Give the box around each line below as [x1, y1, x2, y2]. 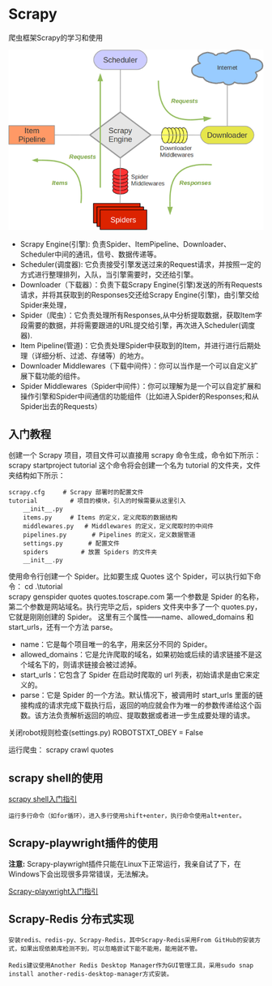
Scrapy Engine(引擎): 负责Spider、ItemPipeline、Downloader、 [19, 239, 232, 248]
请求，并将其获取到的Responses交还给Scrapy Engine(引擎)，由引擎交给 [19, 290, 260, 299]
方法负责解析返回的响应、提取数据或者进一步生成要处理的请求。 [41, 711, 255, 721]
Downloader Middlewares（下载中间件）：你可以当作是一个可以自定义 [19, 360, 251, 370]
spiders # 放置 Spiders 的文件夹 [23, 549, 158, 557]
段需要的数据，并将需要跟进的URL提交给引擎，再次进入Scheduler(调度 [19, 320, 256, 329]
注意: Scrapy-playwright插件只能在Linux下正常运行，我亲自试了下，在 [8, 859, 241, 869]
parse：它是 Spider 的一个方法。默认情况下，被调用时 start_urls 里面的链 [19, 691, 263, 700]
